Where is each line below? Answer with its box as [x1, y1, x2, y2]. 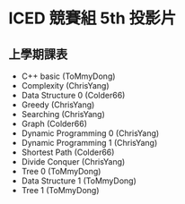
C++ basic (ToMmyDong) [21, 71, 116, 81]
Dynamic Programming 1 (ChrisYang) [21, 138, 158, 148]
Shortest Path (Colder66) [21, 147, 115, 157]
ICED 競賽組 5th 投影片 [8, 8, 177, 29]
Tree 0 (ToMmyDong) [21, 166, 101, 176]
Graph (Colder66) [21, 118, 87, 129]
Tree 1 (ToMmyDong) [21, 185, 100, 195]
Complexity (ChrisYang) [21, 81, 110, 90]
